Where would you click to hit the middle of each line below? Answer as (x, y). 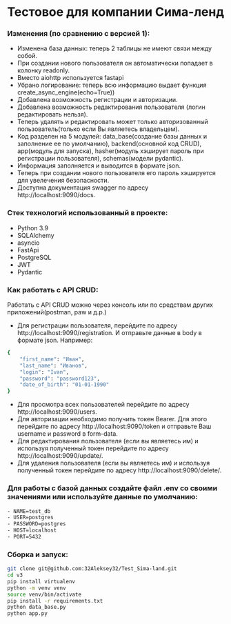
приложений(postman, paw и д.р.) (57, 312)
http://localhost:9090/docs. (56, 195)
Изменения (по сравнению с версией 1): (79, 34)
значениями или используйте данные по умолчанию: (102, 497)
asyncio (28, 243)
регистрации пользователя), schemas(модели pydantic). (100, 159)
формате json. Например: (55, 340)
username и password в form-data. (68, 434)
